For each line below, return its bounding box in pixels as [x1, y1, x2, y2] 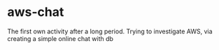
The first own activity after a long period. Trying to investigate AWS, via [7, 27, 213, 35]
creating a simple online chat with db [7, 34, 114, 42]
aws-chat [7, 4, 64, 20]
